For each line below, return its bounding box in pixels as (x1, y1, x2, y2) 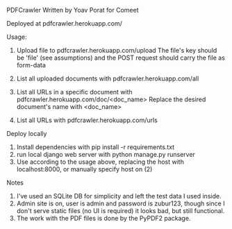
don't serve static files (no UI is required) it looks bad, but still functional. (16, 207, 225, 214)
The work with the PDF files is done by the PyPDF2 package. (16, 214, 191, 222)
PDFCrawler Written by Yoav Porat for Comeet (6, 6, 139, 14)
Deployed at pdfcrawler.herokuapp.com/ (6, 19, 123, 27)
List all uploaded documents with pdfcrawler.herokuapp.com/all (16, 74, 199, 83)
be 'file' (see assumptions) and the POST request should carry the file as (16, 53, 225, 62)
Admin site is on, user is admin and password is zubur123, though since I (16, 199, 225, 207)
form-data (16, 61, 47, 69)
